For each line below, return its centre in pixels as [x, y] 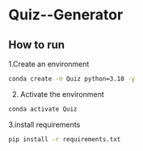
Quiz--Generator [66, 15]
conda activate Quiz [43, 109]
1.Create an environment [49, 64]
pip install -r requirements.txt [65, 139]
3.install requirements [44, 124]
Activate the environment [62, 94]
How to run [37, 45]
